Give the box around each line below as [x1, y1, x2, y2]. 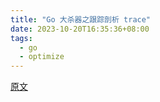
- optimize [19, 52, 65, 62]
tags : [10, 33, 33, 43]
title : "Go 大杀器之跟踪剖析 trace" [10, 14, 152, 25]
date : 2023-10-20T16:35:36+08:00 [10, 24, 150, 34]
